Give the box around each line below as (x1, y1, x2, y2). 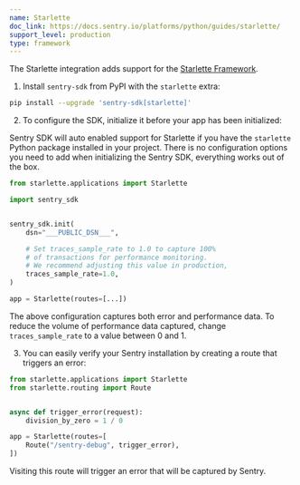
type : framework (9, 38, 70, 48)
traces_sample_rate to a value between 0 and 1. (9, 330, 187, 341)
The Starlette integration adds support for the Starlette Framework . (9, 63, 259, 74)
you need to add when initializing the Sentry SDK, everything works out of (9, 151, 285, 163)
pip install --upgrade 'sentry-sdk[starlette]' (9, 99, 192, 108)
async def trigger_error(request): (9, 407, 144, 417)
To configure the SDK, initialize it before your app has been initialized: (22, 115, 282, 126)
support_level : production (9, 30, 111, 39)
